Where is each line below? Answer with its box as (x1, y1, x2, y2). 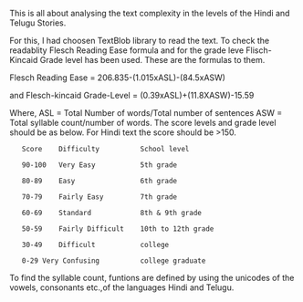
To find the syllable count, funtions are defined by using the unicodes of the (9, 273, 295, 283)
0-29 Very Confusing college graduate (21, 256, 206, 266)
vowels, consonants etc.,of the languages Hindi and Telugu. (9, 282, 235, 293)
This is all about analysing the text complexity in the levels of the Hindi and (9, 8, 290, 18)
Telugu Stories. (9, 17, 67, 28)
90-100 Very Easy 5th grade (21, 161, 178, 170)
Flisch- (246, 45, 272, 56)
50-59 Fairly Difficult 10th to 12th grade (21, 224, 214, 234)
